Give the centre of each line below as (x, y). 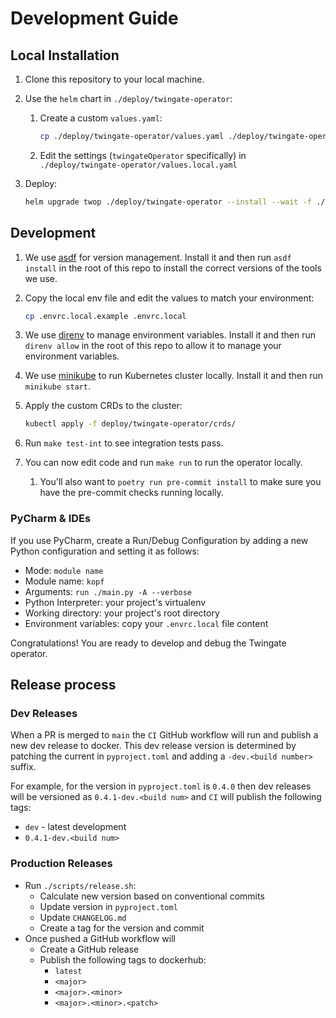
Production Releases (61, 864)
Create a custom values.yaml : (101, 118)
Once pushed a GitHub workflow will (100, 938)
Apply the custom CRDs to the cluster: (103, 406)
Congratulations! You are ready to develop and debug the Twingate (148, 643)
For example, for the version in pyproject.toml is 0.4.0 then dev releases (161, 786)
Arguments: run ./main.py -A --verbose (108, 591)
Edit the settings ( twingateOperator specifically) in (143, 155)
